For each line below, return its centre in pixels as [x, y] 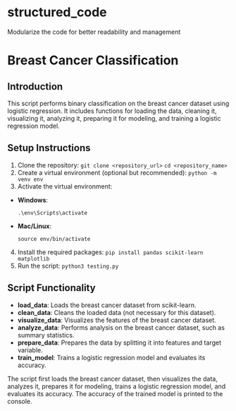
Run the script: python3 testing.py [68, 266]
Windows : [32, 200]
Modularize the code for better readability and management [94, 32]
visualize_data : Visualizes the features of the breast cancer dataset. [117, 320]
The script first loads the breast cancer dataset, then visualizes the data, [113, 379]
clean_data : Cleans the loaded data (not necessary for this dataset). [117, 312]
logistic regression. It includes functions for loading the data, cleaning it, [112, 111]
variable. [30, 350]
